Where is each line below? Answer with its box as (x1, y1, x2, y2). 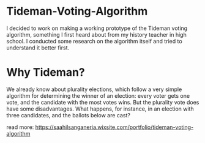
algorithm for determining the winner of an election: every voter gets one (6, 92, 190, 99)
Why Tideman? (6, 65, 86, 79)
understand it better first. (6, 44, 70, 51)
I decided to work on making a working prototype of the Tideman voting (6, 24, 188, 32)
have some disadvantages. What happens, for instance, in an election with (6, 105, 194, 112)
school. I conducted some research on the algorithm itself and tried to (6, 37, 182, 45)
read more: (6, 123, 34, 131)
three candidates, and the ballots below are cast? (6, 111, 130, 119)
